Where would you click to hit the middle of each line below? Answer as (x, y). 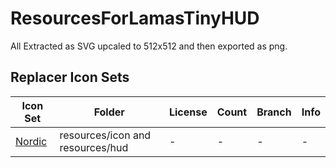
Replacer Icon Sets (70, 77)
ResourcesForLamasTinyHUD (135, 18)
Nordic (31, 141)
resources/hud (94, 147)
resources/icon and (105, 135)
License (188, 112)
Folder (109, 112)
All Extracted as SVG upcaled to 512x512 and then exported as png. (149, 46)
